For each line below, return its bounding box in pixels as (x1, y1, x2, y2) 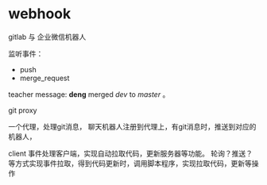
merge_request (19, 73, 70, 83)
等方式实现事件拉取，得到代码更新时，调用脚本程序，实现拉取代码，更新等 (8, 158, 252, 168)
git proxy (8, 105, 37, 115)
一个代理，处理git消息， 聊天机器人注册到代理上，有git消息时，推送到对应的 (8, 121, 257, 131)
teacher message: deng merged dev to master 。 (8, 89, 170, 99)
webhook (8, 5, 72, 23)
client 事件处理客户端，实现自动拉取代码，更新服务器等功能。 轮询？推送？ (8, 148, 253, 158)
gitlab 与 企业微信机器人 (8, 32, 87, 41)
